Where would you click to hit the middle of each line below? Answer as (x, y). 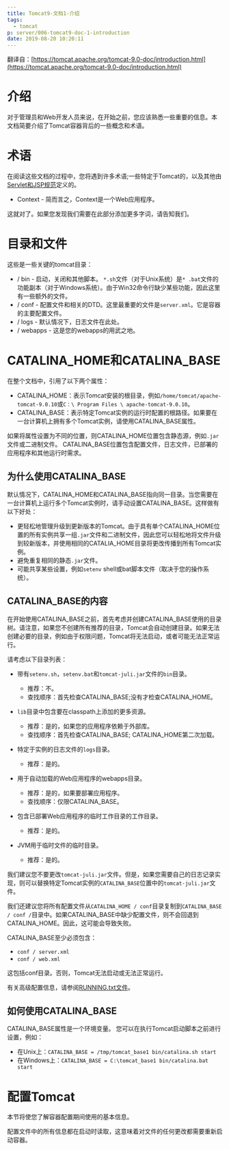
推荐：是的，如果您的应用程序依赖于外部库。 (90, 726)
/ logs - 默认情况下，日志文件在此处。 (70, 321)
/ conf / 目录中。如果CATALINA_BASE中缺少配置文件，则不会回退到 (103, 914)
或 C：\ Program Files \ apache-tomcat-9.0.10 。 (125, 404)
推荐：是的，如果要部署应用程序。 (75, 793)
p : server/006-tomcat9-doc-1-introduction (68, 33)
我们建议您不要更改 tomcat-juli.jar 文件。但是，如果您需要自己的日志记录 (111, 874)
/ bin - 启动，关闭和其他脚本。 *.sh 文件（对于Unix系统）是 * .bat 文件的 (118, 279)
